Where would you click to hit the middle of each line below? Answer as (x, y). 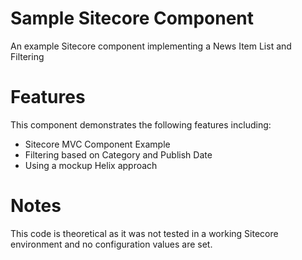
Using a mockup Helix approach (91, 165)
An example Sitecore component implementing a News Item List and (151, 46)
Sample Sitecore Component (132, 18)
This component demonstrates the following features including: (141, 124)
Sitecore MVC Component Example (97, 144)
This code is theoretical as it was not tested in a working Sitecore (144, 233)
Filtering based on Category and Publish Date (118, 154)
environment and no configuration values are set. (111, 244)
